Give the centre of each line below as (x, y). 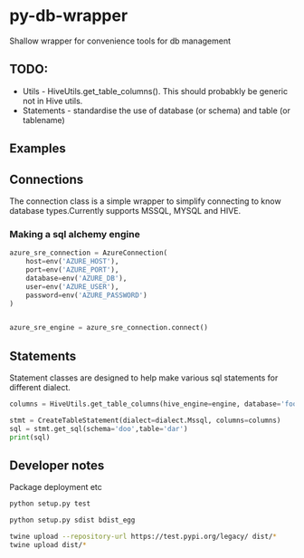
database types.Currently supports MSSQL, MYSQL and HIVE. (125, 210)
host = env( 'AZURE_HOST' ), (72, 262)
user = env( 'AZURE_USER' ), (72, 286)
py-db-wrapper (69, 16)
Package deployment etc (56, 487)
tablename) (43, 120)
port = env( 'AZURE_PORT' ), (72, 270)
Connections (47, 179)
